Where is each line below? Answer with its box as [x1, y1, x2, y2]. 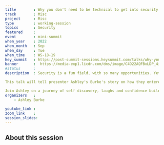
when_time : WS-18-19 [5, 52, 56, 58]
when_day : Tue [5, 48, 45, 53]
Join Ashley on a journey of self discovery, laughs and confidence [5, 88, 147, 93]
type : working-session [5, 21, 71, 26]
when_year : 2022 [5, 39, 47, 44]
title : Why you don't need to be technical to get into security [5, 7, 159, 12]
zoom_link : [5, 111, 36, 116]
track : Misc [5, 12, 47, 17]
